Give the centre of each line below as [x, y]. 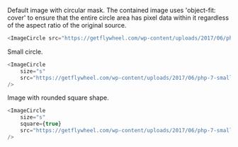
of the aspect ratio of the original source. [67, 25]
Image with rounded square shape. [58, 98]
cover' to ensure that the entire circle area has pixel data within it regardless [118, 18]
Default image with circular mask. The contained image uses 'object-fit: [112, 10]
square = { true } [41, 124]
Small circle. [25, 52]
